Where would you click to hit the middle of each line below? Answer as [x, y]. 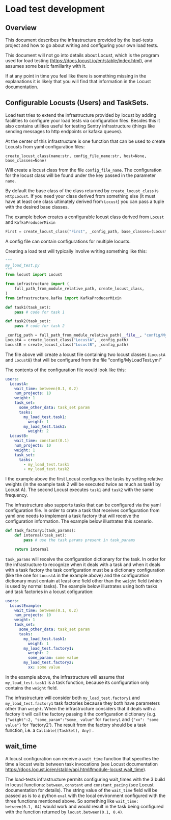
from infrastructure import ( [37, 284]
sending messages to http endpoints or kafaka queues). [64, 131]
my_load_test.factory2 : [49, 663]
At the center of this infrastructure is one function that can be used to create [85, 141]
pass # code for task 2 [40, 326]
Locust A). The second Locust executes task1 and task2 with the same [79, 490]
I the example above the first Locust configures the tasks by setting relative [84, 479]
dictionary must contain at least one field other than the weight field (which [84, 581]
